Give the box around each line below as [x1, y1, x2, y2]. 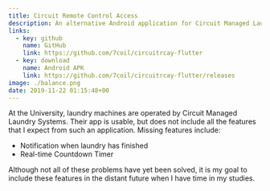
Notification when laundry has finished [19, 141, 149, 151]
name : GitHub [22, 42, 67, 50]
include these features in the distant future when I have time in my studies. [8, 173, 256, 183]
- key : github [15, 34, 63, 43]
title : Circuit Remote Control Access [8, 11, 138, 20]
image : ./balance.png [8, 79, 81, 87]
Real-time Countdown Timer [19, 149, 114, 159]
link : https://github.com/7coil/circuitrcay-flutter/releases [22, 71, 235, 79]
